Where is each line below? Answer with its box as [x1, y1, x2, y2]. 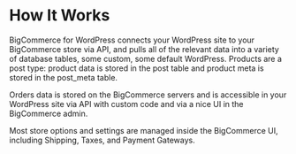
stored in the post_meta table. [9, 72, 118, 82]
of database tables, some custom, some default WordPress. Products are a [9, 53, 283, 64]
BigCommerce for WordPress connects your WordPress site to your [9, 35, 254, 45]
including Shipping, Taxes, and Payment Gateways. [9, 135, 196, 145]
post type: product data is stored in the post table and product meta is [9, 63, 264, 73]
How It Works [9, 5, 110, 26]
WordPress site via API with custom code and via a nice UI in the [9, 98, 245, 109]
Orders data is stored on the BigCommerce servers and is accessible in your [9, 89, 287, 100]
